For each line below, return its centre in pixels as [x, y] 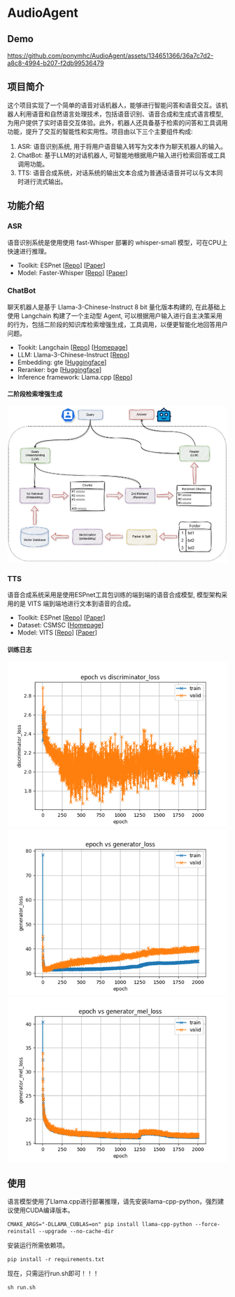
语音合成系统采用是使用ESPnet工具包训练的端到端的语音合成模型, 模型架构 [114, 595]
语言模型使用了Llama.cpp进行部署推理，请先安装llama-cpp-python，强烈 [113, 1202]
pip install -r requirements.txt [56, 1260]
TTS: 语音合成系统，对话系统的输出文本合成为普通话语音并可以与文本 [117, 173]
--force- [207, 1225]
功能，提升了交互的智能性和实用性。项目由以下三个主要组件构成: [100, 131]
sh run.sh [22, 1288]
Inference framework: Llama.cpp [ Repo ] [75, 377]
